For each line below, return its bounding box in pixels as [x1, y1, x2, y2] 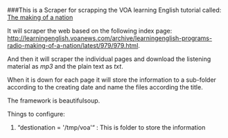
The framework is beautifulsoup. [7, 96, 100, 105]
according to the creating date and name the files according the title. [7, 83, 203, 91]
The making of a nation [7, 13, 73, 21]
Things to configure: [7, 110, 65, 118]
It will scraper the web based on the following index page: [7, 27, 173, 35]
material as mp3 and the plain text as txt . [7, 62, 123, 70]
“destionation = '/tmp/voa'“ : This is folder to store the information [17, 123, 206, 131]
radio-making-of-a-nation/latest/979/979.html [7, 42, 139, 49]
